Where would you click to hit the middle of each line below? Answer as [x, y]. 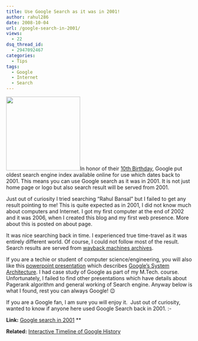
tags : [13, 66]
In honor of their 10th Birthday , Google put [131, 168]
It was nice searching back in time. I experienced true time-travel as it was [97, 235]
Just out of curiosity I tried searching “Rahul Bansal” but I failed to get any [96, 199]
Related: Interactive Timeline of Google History [64, 331]
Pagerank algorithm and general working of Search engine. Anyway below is [99, 285]
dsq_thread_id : [25, 45]
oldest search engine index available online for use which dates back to [93, 175]
